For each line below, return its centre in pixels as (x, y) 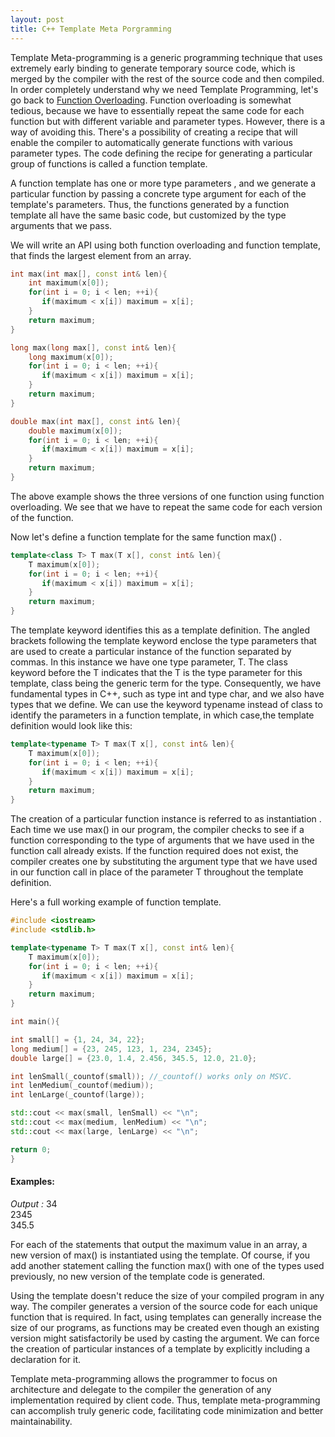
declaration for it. (46, 1359)
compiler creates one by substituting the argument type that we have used (164, 862)
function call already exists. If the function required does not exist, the (154, 851)
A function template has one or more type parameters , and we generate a (163, 183)
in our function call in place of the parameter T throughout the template (157, 872)
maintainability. (41, 1421)
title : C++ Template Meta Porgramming (91, 29)
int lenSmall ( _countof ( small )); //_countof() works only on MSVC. (151, 1076)
